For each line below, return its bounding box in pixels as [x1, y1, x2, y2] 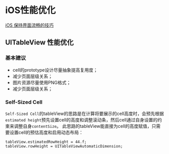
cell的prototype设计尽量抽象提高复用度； [12, 67, 98, 73]
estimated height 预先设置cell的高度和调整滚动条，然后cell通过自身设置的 [5, 116, 158, 123]
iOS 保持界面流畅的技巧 [5, 22, 54, 28]
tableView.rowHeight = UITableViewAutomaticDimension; [5, 143, 123, 148]
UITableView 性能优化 [5, 38, 74, 47]
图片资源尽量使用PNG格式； [12, 79, 71, 85]
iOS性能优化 [5, 5, 56, 16]
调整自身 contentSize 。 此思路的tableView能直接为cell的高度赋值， [14, 123, 152, 129]
